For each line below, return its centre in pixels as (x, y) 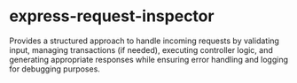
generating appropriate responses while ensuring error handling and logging (149, 59)
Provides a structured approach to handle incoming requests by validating (144, 41)
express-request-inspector (112, 16)
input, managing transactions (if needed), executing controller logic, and (141, 49)
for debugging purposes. (55, 69)
